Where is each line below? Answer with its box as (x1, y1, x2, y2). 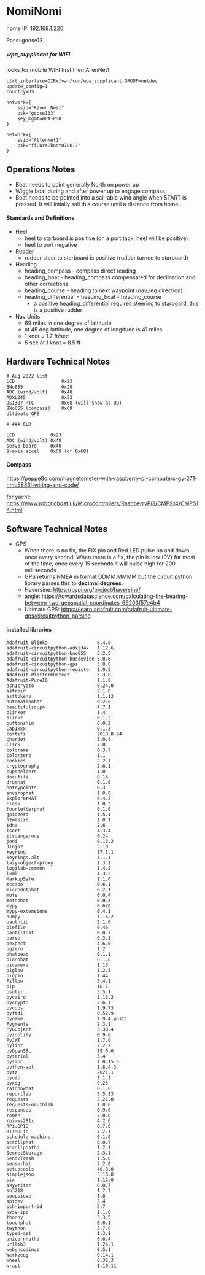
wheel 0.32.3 (6, 1257, 114, 1263)
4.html (6, 506, 23, 513)
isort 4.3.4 (6, 827, 112, 834)
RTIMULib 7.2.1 (6, 1128, 112, 1134)
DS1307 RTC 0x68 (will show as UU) (6, 400, 122, 406)
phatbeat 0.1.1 (6, 951, 112, 957)
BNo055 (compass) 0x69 (6, 405, 72, 411)
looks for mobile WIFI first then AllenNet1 (6, 66, 110, 73)
